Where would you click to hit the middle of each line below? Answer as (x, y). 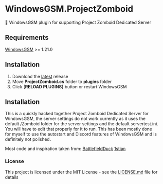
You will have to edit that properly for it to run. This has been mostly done (79, 129)
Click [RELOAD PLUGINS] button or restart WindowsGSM (70, 86)
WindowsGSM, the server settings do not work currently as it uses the (75, 119)
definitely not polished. (28, 139)
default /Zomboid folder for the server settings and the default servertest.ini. (81, 124)
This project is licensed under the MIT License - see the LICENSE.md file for (81, 172)
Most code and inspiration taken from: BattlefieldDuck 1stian (65, 149)
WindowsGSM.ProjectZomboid (69, 9)
